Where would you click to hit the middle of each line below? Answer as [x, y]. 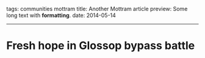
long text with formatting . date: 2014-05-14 [61, 15]
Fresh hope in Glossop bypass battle [101, 46]
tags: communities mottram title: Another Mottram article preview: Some [97, 9]
